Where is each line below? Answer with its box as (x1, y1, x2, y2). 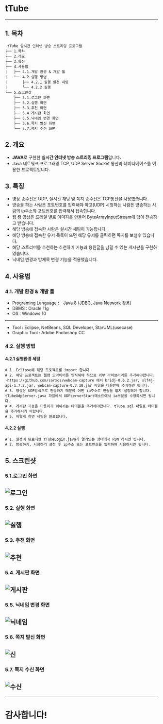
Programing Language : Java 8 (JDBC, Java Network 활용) (12, 300, 132, 306)
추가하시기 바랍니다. (10, 409, 45, 414)
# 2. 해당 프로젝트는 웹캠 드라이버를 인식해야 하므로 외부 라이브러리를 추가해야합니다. (5, 373, 155, 378)
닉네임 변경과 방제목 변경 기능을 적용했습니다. (12, 257, 98, 262)
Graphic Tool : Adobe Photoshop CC (12, 330, 85, 336)
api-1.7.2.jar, (5, 383, 36, 388)
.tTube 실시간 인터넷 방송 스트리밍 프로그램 (5, 43, 82, 49)
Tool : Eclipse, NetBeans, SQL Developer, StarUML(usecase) (12, 325, 133, 330)
